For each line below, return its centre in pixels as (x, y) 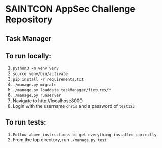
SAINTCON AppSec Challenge (71, 9)
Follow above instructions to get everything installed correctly (85, 135)
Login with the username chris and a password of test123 (74, 106)
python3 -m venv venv (35, 69)
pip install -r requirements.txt (48, 80)
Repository (29, 20)
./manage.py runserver (37, 96)
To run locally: (29, 56)
